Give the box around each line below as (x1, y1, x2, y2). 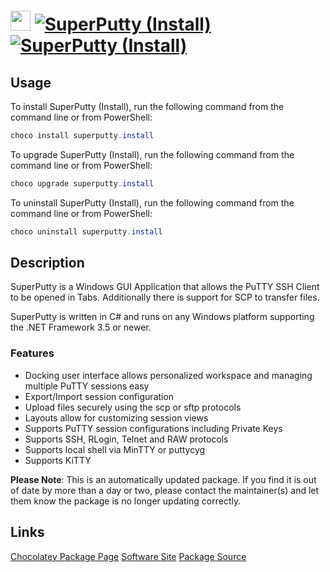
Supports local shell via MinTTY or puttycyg (24, 443, 206, 455)
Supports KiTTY (24, 454, 92, 466)
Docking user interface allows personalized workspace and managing (24, 369, 313, 381)
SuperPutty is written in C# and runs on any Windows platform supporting (10, 311, 315, 323)
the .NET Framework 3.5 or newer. (10, 321, 152, 334)
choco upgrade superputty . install (10, 178, 155, 189)
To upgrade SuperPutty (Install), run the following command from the (10, 148, 295, 160)
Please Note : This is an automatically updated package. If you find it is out (10, 473, 317, 485)
